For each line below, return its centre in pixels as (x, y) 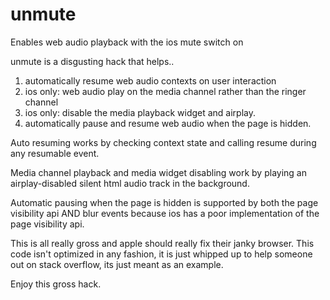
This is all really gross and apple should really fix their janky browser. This (162, 243)
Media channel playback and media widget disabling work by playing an (158, 172)
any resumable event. (55, 153)
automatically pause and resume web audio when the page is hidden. (168, 123)
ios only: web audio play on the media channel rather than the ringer (165, 91)
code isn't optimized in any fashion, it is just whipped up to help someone (161, 254)
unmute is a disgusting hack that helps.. (92, 61)
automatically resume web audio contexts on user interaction (150, 80)
